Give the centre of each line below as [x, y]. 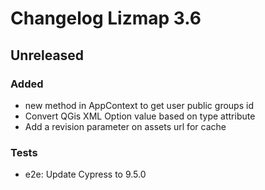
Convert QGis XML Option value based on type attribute [140, 116]
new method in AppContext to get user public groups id [139, 105]
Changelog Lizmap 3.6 [106, 18]
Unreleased [47, 55]
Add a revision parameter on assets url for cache [125, 126]
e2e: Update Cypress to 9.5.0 [85, 174]
